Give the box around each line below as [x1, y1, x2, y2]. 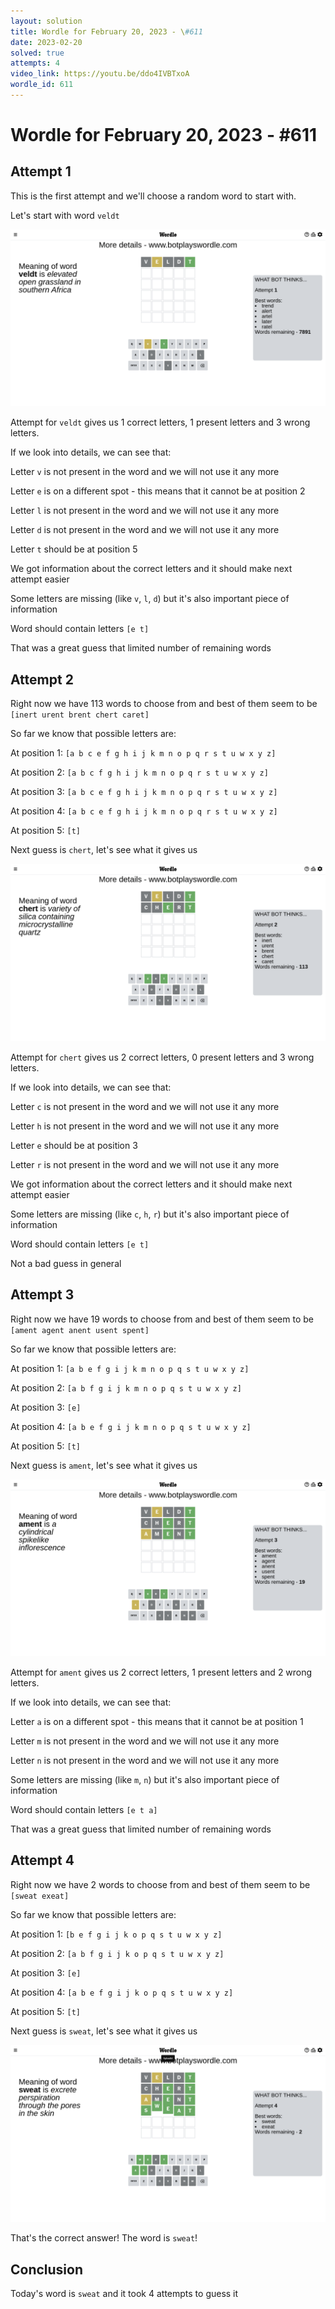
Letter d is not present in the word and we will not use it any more [10, 524, 280, 536]
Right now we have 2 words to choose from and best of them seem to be [10, 1878, 311, 1890]
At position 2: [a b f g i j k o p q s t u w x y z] [10, 1947, 225, 1959]
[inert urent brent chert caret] [10, 710, 150, 720]
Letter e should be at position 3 [10, 1139, 138, 1151]
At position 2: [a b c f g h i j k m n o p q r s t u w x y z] [10, 766, 269, 779]
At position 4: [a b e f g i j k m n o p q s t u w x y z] [10, 1420, 252, 1432]
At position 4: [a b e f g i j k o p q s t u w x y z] [10, 1986, 234, 1998]
